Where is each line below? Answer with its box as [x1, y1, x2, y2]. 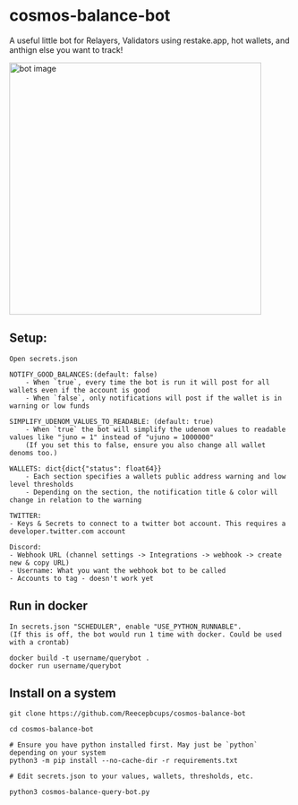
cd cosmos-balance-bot [9, 725, 94, 734]
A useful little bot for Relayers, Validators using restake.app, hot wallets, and [9, 35, 290, 46]
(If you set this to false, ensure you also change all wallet [25, 440, 267, 449]
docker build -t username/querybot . [9, 654, 150, 662]
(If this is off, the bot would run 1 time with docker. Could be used [9, 629, 282, 639]
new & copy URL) [9, 558, 70, 567]
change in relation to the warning [9, 495, 142, 505]
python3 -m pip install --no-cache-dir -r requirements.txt [9, 757, 239, 766]
